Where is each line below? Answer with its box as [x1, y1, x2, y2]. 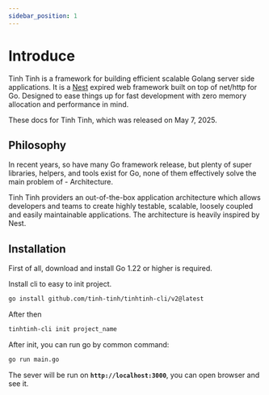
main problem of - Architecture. [8, 177, 114, 187]
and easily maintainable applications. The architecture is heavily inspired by [8, 210, 260, 219]
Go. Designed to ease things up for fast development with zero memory [8, 91, 247, 100]
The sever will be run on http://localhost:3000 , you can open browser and [8, 370, 260, 380]
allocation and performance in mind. [8, 99, 129, 109]
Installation [8, 242, 66, 256]
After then [8, 309, 42, 320]
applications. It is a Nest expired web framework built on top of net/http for [8, 82, 257, 91]
